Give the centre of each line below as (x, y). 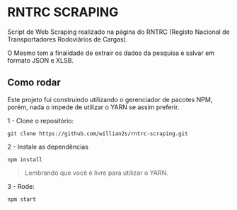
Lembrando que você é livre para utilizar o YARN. (96, 173)
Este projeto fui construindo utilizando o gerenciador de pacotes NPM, (110, 99)
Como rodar (34, 83)
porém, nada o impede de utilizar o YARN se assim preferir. (93, 107)
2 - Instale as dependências (48, 147)
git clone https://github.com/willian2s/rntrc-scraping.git (98, 134)
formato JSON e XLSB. (41, 60)
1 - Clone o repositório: (41, 121)
